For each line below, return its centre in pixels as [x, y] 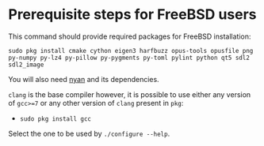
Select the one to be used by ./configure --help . [89, 133]
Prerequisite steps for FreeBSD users [132, 15]
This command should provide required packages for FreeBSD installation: [130, 36]
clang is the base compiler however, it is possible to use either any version [130, 94]
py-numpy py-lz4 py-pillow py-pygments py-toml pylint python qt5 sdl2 [129, 58]
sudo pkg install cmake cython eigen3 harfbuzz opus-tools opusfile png [131, 51]
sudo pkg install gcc [55, 119]
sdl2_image [26, 65]
